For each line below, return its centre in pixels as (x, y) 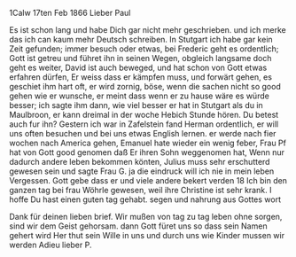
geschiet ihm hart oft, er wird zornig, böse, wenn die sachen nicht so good (145, 86)
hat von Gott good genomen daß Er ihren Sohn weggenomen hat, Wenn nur (147, 152)
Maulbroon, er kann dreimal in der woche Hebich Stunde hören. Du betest (144, 115)
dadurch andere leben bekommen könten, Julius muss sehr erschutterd (140, 162)
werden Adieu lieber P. (51, 245)
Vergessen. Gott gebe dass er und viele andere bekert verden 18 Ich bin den (148, 180)
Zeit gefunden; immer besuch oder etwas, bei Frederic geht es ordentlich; (144, 49)
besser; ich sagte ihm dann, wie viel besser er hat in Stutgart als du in (136, 105)
